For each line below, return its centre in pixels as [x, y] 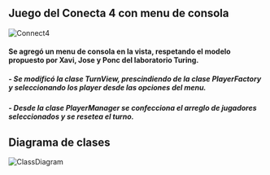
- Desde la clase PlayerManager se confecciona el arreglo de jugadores [133, 108]
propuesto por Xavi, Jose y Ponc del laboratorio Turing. [104, 60]
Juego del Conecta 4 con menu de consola [119, 13]
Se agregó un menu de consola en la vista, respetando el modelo [120, 51]
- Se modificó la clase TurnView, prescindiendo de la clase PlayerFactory [135, 79]
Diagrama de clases [60, 142]
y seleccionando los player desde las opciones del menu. [107, 87]
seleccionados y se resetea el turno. [71, 116]
